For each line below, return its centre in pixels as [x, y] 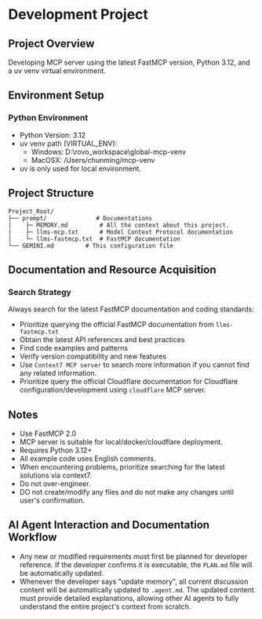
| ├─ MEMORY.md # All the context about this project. [119, 225]
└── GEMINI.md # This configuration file [91, 245]
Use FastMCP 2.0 [48, 433]
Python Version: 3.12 [53, 134]
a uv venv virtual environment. [57, 71]
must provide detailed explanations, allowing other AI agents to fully [129, 598]
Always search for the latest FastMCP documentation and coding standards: [131, 309]
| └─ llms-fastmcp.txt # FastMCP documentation [94, 239]
